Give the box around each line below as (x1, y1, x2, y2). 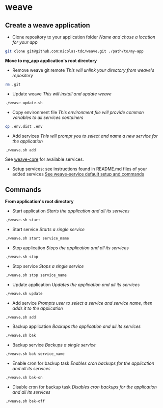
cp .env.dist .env (5, 124, 43, 129)
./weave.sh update (5, 291, 43, 296)
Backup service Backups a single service (12, 342, 96, 348)
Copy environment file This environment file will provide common (12, 109, 144, 115)
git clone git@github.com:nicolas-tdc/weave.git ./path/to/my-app (5, 49, 144, 54)
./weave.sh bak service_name (5, 351, 65, 356)
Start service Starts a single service (12, 227, 85, 233)
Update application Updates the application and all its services (12, 282, 140, 288)
